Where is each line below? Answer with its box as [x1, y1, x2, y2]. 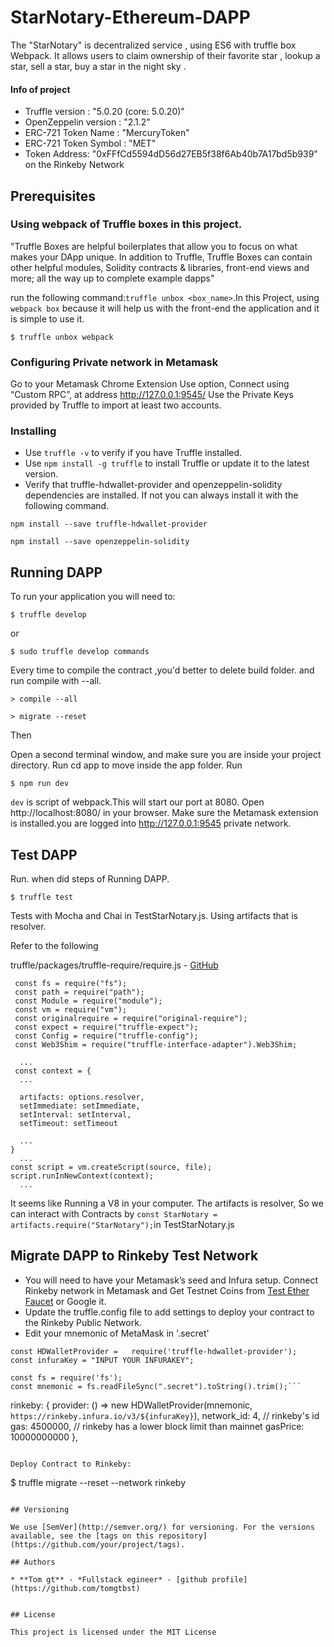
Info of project [10, 83, 71, 95]
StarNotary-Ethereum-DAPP [10, 6, 251, 29]
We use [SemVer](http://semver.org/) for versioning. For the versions [10, 1522, 315, 1532]
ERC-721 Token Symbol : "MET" [24, 137, 157, 150]
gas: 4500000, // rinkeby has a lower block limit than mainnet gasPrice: [10, 1420, 305, 1432]
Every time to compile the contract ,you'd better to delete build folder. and [10, 664, 315, 676]
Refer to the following [10, 940, 99, 952]
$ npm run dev [10, 779, 70, 789]
